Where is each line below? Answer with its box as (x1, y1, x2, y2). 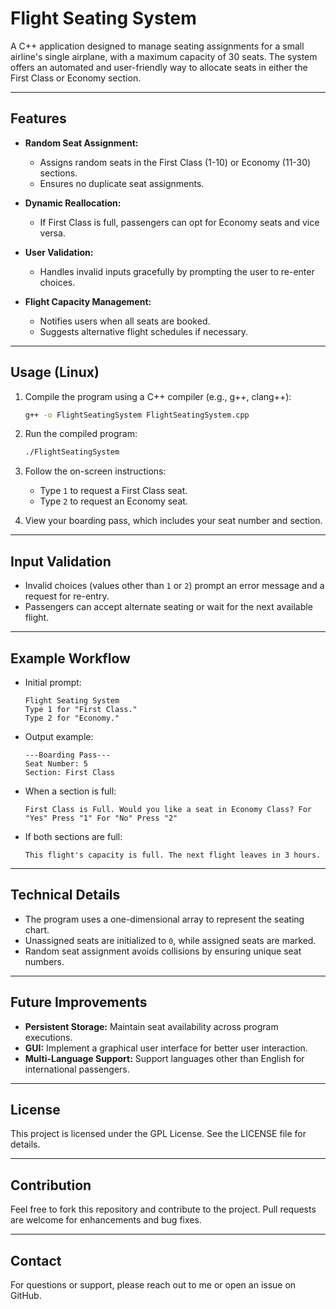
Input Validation (10, 553, 112, 570)
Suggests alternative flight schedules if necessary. (39, 325, 249, 337)
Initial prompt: (24, 676, 82, 688)
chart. (24, 923, 50, 936)
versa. (39, 227, 66, 239)
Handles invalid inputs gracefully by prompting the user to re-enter (39, 265, 315, 277)
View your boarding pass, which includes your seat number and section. (24, 515, 323, 527)
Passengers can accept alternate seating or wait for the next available (24, 601, 313, 613)
